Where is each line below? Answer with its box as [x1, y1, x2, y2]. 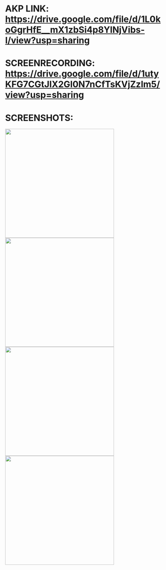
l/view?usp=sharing [5, 35, 90, 46]
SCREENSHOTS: [5, 112, 74, 124]
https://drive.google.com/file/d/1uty [5, 68, 159, 80]
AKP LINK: [5, 3, 49, 14]
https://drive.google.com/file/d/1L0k [5, 13, 161, 25]
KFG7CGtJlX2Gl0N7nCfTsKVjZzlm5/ [5, 79, 161, 90]
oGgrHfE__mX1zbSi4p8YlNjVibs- [5, 24, 145, 35]
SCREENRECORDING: [5, 58, 95, 69]
